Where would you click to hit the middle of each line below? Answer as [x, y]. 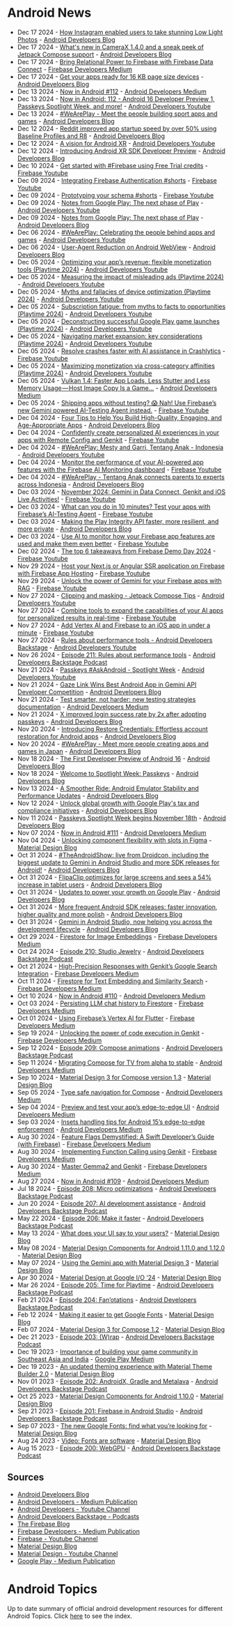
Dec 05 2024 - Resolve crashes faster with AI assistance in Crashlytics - [121, 351]
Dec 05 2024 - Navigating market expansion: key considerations [110, 336]
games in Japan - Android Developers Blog [79, 751]
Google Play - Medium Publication [66, 1561]
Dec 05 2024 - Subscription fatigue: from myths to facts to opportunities [121, 306]
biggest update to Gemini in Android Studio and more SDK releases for [118, 862]
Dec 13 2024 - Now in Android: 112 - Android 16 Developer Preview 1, [116, 98]
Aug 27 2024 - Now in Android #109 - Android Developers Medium [113, 1181]
